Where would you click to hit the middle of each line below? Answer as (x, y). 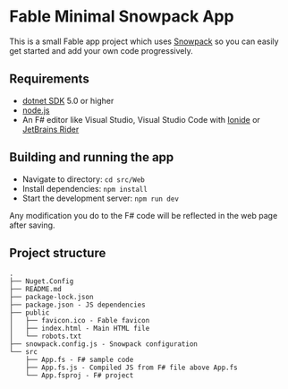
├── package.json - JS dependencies (77, 305)
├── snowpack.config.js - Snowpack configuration (104, 344)
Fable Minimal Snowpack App (122, 17)
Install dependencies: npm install (85, 188)
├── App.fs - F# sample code (80, 360)
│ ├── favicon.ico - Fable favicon (80, 321)
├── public (30, 313)
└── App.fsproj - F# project (80, 376)
